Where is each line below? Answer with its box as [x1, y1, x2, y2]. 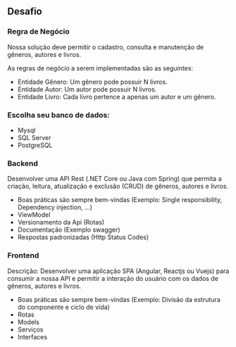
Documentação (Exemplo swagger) [17, 225, 121, 234]
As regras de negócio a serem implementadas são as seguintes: [7, 63, 194, 72]
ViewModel [17, 210, 51, 219]
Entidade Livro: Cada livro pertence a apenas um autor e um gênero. [17, 92, 216, 101]
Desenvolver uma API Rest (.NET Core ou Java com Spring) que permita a [7, 175, 222, 183]
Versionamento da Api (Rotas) [17, 218, 105, 227]
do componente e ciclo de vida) [17, 303, 111, 311]
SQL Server [17, 133, 51, 141]
